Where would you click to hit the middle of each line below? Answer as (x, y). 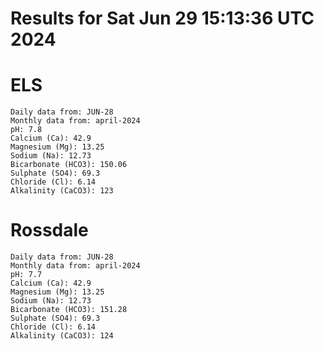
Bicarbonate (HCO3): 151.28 (69, 310)
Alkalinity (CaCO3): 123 (62, 191)
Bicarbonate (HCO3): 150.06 (69, 165)
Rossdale (49, 230)
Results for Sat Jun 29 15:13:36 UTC (162, 18)
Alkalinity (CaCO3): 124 (62, 336)
